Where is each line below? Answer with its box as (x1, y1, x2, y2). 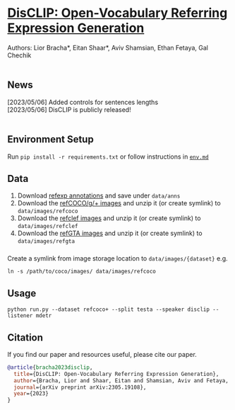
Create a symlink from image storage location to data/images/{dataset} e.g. (7, 254, 228, 263)
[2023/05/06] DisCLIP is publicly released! (7, 105, 132, 114)
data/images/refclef (17, 223, 78, 230)
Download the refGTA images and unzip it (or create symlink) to (17, 229, 203, 238)
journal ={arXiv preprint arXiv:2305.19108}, (13, 384, 147, 391)
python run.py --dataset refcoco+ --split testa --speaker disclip (7, 306, 210, 313)
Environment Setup (7, 133, 94, 146)
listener (7, 312, 33, 319)
